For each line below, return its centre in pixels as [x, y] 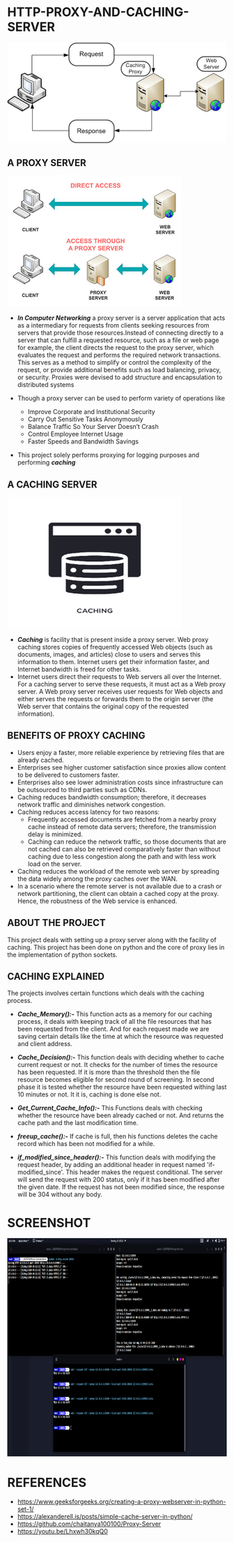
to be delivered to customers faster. [68, 774]
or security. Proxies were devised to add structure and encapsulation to [120, 377]
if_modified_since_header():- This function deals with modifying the [116, 1157]
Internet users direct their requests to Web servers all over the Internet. [119, 676]
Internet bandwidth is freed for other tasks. [79, 669]
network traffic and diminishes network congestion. [91, 805]
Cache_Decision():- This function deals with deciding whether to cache [120, 1057]
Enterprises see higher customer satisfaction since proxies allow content [122, 767]
